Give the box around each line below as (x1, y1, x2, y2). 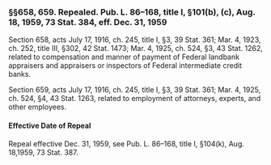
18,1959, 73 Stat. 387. (8, 147, 78, 157)
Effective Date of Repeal (8, 121, 91, 130)
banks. (8, 70, 31, 79)
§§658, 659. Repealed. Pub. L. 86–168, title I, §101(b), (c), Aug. (8, 6, 256, 18)
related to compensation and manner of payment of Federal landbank (8, 52, 240, 62)
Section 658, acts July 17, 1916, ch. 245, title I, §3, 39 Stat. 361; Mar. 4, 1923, (8, 35, 261, 44)
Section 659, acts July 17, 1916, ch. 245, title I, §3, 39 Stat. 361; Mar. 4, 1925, (8, 85, 261, 95)
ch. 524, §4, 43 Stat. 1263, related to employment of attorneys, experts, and (8, 94, 261, 104)
